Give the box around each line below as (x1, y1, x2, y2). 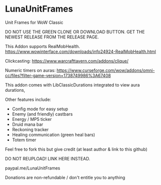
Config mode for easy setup (12, 106, 68, 112)
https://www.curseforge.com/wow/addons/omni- (56, 67, 155, 73)
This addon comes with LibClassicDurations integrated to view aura (5, 82, 140, 88)
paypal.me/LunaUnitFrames (5, 165, 61, 171)
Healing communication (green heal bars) (12, 132, 96, 137)
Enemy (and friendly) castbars (12, 111, 73, 117)
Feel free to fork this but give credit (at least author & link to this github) (5, 146, 148, 152)
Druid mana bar (12, 121, 44, 127)
